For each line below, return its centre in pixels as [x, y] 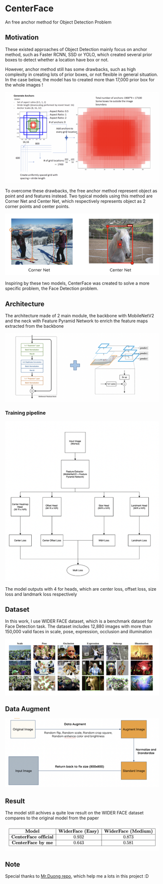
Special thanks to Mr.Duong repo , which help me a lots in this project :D [77, 876]
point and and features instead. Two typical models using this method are [79, 196]
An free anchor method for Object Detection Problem [58, 22]
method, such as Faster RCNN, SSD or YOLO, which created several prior [79, 54]
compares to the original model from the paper [52, 818]
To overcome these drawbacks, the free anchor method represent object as [81, 191]
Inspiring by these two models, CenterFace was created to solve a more [77, 283]
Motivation [22, 37]
